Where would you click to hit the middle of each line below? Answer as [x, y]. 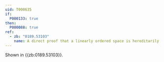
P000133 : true [24, 18]
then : [11, 23]
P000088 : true [24, 28]
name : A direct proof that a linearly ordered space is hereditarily [87, 41]
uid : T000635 [18, 9]
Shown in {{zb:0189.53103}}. [34, 55]
